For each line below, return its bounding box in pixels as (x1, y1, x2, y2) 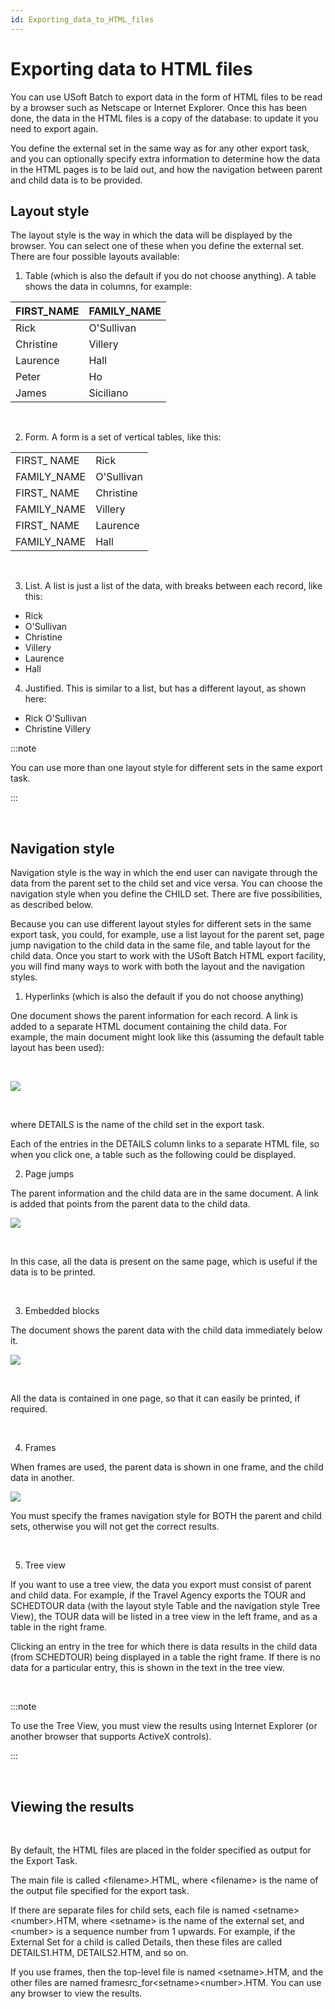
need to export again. (10, 122, 99, 135)
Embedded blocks (24, 1305, 100, 1317)
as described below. (10, 899, 94, 911)
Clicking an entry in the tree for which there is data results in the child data (10, 1641, 318, 1653)
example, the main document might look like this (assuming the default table (10, 1031, 325, 1043)
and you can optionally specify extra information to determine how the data (10, 152, 321, 165)
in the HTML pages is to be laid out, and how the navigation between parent (10, 163, 323, 175)
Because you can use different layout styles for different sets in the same (10, 918, 312, 930)
